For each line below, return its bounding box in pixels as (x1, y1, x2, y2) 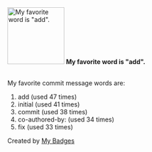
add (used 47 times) (17, 92, 77, 101)
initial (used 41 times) (17, 100, 80, 109)
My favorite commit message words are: (7, 79, 126, 87)
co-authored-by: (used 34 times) (17, 115, 115, 124)
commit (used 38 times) (17, 108, 88, 116)
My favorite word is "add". (65, 58, 146, 66)
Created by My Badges (7, 136, 75, 145)
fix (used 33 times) (17, 123, 73, 131)
